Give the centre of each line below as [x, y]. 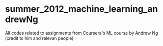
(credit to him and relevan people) [39, 38]
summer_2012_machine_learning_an [81, 9]
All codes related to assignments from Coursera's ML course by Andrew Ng [81, 33]
